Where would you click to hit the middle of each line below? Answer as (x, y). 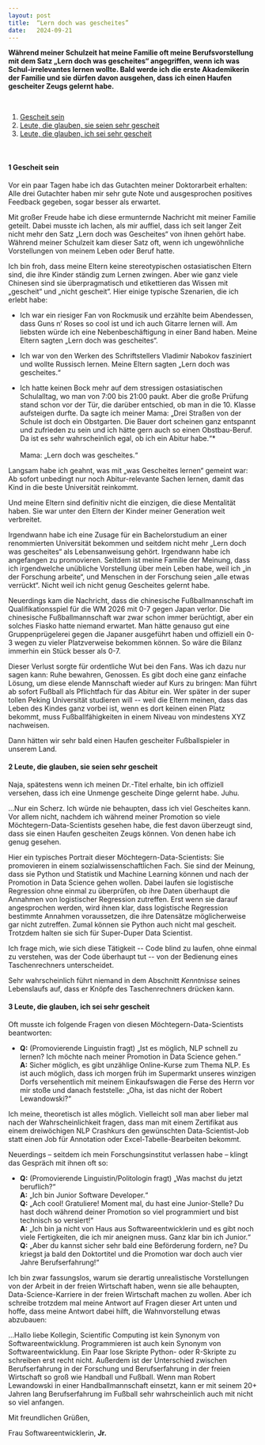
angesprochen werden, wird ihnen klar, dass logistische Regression (118, 908)
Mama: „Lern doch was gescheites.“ (79, 455)
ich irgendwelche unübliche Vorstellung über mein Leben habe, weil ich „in (130, 568)
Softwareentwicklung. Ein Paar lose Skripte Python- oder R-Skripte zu (122, 1352)
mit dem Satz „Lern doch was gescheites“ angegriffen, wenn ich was (124, 61)
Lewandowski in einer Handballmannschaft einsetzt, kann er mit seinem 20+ (132, 1385)
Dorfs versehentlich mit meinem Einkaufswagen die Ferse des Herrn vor (137, 1082)
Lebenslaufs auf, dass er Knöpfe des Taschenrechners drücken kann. (121, 988)
